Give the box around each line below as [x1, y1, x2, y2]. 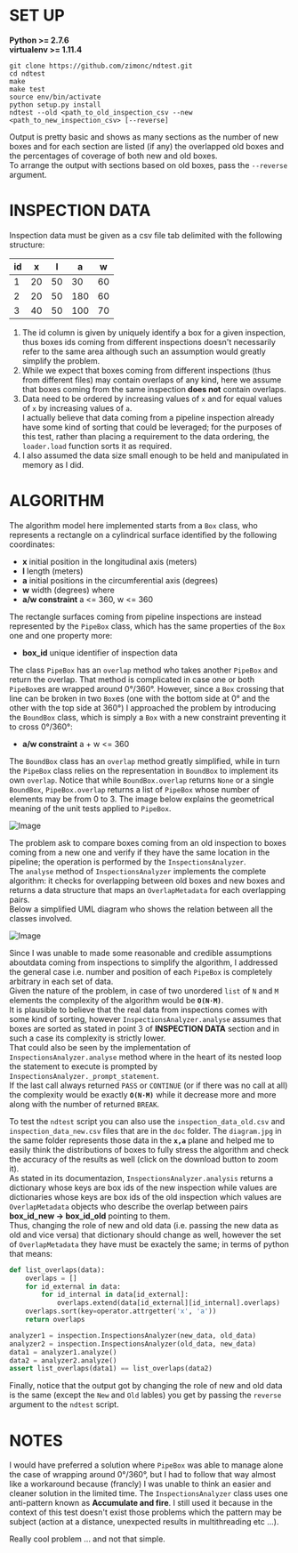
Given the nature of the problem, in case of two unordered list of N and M [9, 985, 279, 996]
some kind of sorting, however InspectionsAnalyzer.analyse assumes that [9, 1013, 282, 1024]
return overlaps [25, 1316, 86, 1324]
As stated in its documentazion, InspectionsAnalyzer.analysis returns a [9, 1172, 274, 1183]
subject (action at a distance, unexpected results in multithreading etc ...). [9, 1517, 279, 1527]
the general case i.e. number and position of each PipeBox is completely [9, 966, 273, 977]
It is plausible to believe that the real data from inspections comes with [9, 1004, 269, 1015]
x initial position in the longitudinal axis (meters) [21, 556, 197, 567]
